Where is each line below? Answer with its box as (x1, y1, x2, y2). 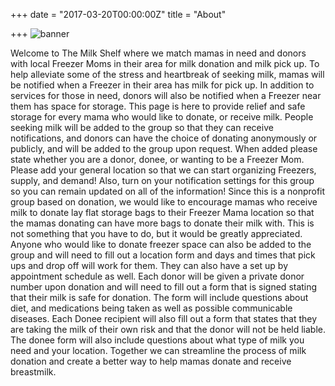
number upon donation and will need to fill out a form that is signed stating (10, 281, 318, 293)
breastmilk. (10, 366, 57, 378)
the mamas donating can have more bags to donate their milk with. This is (10, 217, 315, 229)
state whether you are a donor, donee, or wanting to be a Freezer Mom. (10, 154, 305, 165)
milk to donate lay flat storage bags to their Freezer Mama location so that (10, 207, 315, 218)
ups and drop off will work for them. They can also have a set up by (10, 260, 289, 271)
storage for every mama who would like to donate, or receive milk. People (10, 111, 314, 123)
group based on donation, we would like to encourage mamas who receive (10, 196, 318, 208)
